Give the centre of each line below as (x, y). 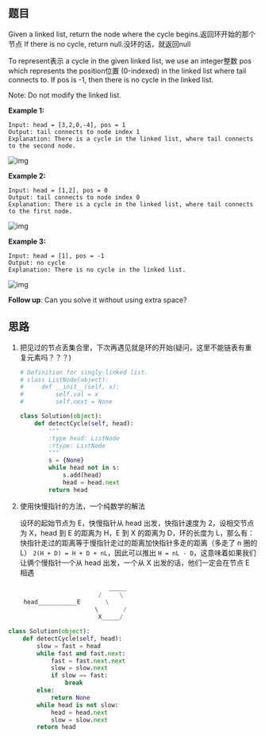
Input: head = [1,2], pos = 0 (58, 190)
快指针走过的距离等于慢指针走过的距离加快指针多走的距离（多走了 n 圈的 (138, 543)
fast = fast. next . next (88, 661)
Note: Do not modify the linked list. (65, 95)
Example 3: (27, 241)
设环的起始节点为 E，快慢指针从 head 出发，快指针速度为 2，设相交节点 (137, 523)
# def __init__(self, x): (70, 387)
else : (46, 690)
